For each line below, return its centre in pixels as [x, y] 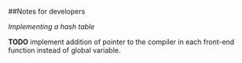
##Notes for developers [47, 11]
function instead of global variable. [64, 50]
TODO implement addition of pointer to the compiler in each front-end [121, 42]
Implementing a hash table [51, 26]
